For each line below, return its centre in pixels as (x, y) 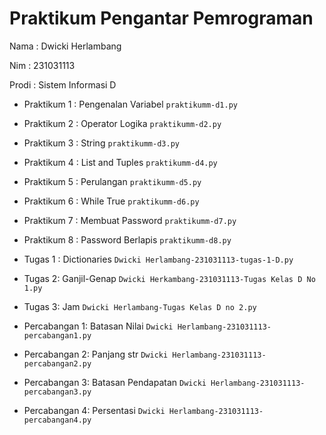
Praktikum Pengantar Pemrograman (161, 18)
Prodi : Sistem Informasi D (63, 84)
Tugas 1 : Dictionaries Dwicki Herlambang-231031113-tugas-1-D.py (158, 259)
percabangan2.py (57, 363)
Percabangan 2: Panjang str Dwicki (96, 354)
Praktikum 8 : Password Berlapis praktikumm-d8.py (127, 239)
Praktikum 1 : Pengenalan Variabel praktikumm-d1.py (131, 104)
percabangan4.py (57, 420)
